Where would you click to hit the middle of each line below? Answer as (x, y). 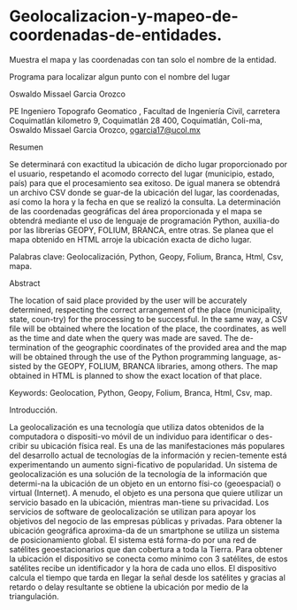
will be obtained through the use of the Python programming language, (138, 357)
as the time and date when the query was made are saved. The (124, 337)
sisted (20, 366)
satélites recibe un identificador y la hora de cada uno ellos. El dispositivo (143, 568)
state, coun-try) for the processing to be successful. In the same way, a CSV (148, 319)
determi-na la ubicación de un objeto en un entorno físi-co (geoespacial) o (145, 483)
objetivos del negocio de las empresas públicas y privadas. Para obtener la (146, 521)
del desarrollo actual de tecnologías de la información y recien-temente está (148, 455)
